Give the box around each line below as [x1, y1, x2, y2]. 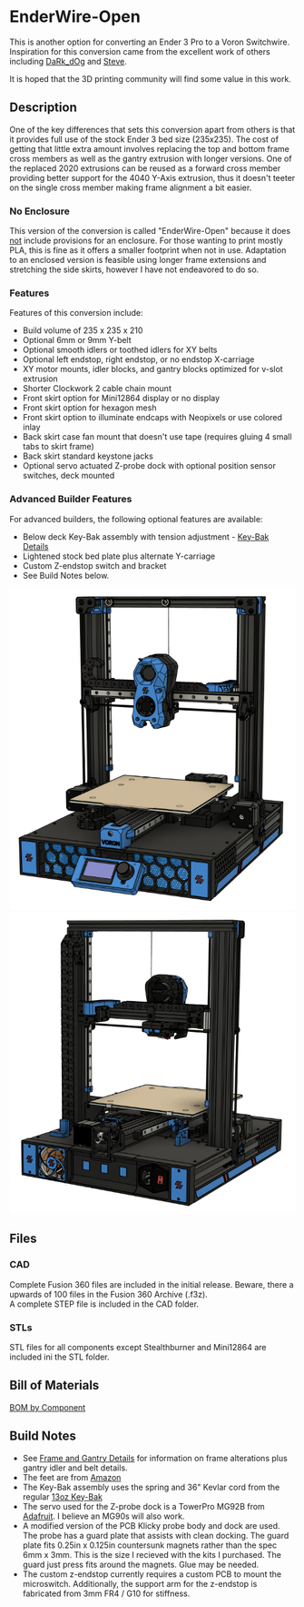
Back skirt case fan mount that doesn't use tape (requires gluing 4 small [22, 431, 292, 442]
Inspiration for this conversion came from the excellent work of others [9, 45, 270, 56]
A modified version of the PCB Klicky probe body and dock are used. [22, 1520, 280, 1531]
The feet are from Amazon [22, 1471, 122, 1482]
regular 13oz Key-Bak [22, 1491, 103, 1502]
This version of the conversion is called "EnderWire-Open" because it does [9, 226, 291, 237]
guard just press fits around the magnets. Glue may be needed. [22, 1559, 260, 1570]
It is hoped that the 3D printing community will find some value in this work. [9, 73, 292, 84]
